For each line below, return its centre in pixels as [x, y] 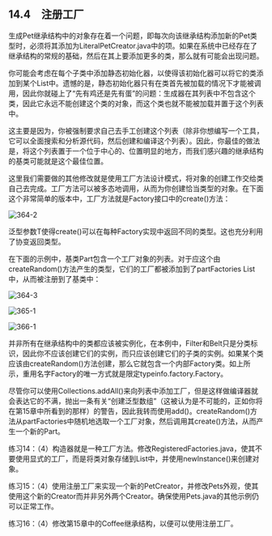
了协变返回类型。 [37, 241]
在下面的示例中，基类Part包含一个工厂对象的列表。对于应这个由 [115, 258]
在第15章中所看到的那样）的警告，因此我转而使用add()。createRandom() [130, 411]
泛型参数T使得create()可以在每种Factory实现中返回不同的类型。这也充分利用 [136, 231]
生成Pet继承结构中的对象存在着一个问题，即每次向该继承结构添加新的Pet [130, 36]
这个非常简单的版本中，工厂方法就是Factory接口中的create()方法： [119, 198]
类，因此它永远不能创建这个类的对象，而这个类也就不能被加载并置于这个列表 [136, 103]
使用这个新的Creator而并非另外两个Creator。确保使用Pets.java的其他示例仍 [134, 496]
